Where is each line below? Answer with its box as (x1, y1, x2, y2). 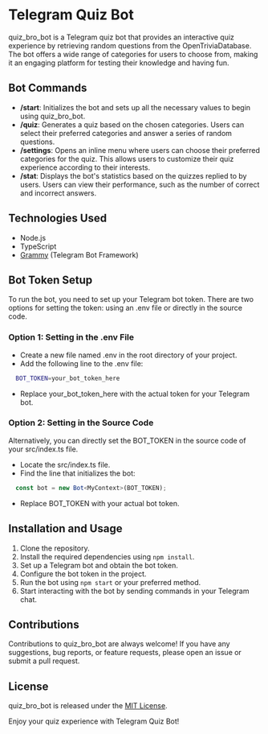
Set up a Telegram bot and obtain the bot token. (19, 560, 178, 570)
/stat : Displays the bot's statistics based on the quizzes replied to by (19, 171, 247, 180)
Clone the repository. (19, 543, 90, 553)
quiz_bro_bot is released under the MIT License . (8, 701, 168, 711)
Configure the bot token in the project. (19, 569, 147, 579)
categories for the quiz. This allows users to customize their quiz (19, 154, 234, 163)
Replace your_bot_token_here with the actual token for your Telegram (19, 389, 250, 398)
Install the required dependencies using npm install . (19, 551, 195, 561)
